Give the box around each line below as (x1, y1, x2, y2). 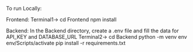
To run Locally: (6, 5, 42, 12)
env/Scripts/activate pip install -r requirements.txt (6, 40, 126, 46)
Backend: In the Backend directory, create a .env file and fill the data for (6, 27, 180, 34)
